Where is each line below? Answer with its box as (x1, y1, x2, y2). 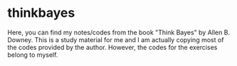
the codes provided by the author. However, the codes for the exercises (7, 43, 218, 51)
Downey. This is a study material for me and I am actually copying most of (7, 35, 224, 44)
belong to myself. (7, 51, 58, 59)
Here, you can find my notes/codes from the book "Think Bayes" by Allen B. (7, 28, 230, 37)
